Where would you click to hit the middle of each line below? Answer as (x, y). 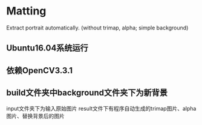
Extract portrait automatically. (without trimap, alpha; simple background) (97, 28)
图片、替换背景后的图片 (35, 116)
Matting (26, 11)
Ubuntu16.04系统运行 (47, 48)
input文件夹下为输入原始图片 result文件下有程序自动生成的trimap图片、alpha (101, 108)
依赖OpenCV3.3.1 (40, 70)
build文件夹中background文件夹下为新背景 (87, 93)
